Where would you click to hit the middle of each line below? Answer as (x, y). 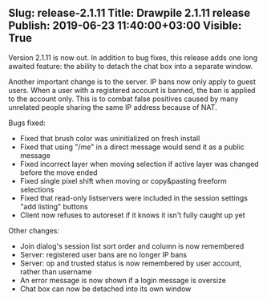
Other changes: (34, 230)
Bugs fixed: (27, 123)
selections (37, 189)
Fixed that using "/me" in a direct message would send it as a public (132, 147)
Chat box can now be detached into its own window (105, 289)
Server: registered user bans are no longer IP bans (103, 254)
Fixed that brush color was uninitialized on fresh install (110, 138)
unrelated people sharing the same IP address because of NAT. (113, 107)
